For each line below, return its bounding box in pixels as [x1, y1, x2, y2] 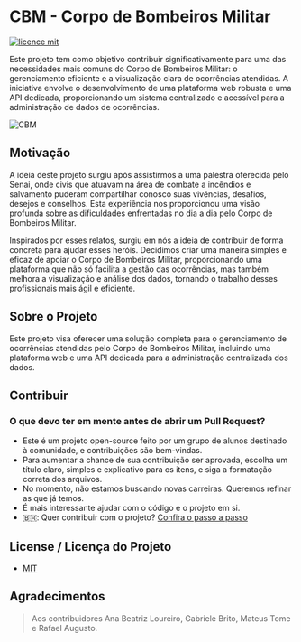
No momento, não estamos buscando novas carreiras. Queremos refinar [22, 483, 292, 494]
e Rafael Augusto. [31, 622, 98, 633]
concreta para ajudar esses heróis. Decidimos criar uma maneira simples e [9, 244, 287, 255]
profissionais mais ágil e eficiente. [9, 283, 136, 293]
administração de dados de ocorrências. [9, 101, 160, 112]
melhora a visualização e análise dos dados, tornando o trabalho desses [9, 273, 278, 284]
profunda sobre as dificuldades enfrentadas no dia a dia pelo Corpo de [9, 208, 273, 219]
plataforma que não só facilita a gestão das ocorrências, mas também [9, 264, 269, 274]
